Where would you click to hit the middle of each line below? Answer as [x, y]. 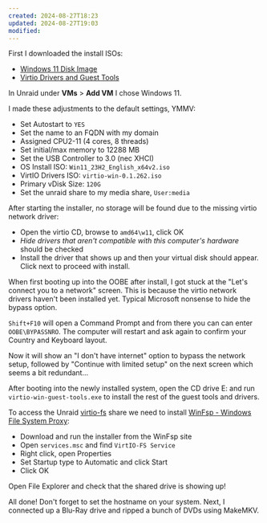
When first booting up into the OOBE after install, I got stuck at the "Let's [128, 282]
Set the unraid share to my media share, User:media [105, 193]
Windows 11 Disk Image [59, 69]
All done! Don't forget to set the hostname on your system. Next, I [117, 502]
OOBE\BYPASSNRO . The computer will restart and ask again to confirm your [127, 332]
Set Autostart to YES [53, 125]
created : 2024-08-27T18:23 [53, 16]
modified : [25, 31]
